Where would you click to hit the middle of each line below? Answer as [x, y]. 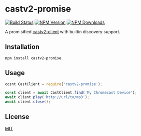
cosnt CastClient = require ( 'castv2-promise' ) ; [54, 84]
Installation [22, 47]
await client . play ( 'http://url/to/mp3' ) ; [47, 97]
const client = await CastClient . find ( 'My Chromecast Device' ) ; [71, 93]
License [17, 117]
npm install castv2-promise [33, 58]
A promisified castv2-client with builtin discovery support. [63, 31]
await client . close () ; [28, 102]
